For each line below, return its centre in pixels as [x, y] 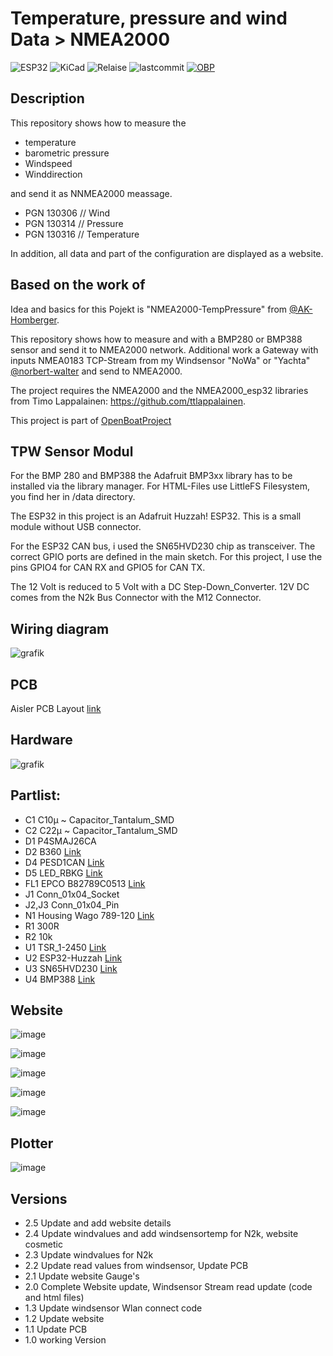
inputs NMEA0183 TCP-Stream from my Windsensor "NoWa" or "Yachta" [160, 360]
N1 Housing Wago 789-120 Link [89, 915]
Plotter [32, 1143]
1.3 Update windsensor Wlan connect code [113, 1308]
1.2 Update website [64, 1319]
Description [47, 98]
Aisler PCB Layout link [56, 708]
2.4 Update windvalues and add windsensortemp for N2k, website [161, 1234]
